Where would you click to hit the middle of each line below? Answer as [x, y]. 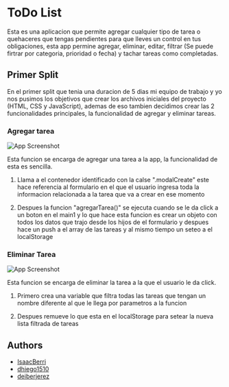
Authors [25, 345]
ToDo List [35, 13]
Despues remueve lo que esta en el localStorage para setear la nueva [115, 316]
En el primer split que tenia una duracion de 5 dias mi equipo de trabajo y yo [115, 91]
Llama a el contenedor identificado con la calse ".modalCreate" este [113, 180]
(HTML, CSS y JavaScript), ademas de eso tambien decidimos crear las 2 [111, 106]
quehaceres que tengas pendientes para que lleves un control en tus [104, 38]
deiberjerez [33, 376]
